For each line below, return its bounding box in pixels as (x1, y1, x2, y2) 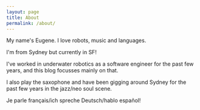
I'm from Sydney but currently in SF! (6, 49, 97, 56)
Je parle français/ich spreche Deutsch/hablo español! (6, 97, 141, 104)
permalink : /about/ (6, 20, 56, 26)
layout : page (6, 9, 40, 15)
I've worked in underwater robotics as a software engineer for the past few (6, 60, 194, 67)
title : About (6, 15, 40, 21)
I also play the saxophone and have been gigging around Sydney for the (6, 78, 187, 86)
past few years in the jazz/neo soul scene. (6, 85, 112, 92)
